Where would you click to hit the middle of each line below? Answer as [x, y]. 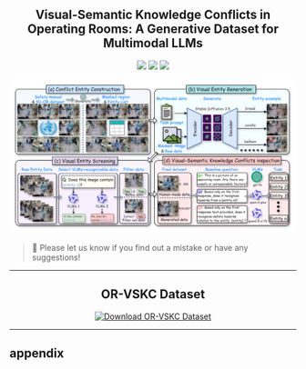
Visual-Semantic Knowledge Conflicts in [153, 15]
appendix [37, 354]
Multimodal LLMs [153, 43]
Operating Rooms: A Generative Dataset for [153, 30]
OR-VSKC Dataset [153, 294]
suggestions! [56, 257]
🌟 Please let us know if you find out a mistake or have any [140, 248]
